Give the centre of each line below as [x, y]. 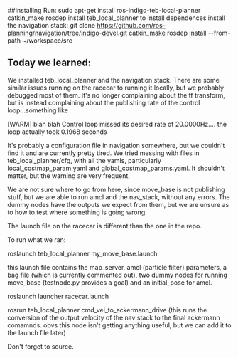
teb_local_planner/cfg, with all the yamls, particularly [84, 160]
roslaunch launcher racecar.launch [58, 296]
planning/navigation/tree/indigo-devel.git [67, 33]
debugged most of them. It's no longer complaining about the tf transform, [117, 95]
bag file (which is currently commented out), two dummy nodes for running [117, 275]
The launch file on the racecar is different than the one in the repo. [105, 226]
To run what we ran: [37, 239]
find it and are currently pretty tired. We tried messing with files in [104, 153]
